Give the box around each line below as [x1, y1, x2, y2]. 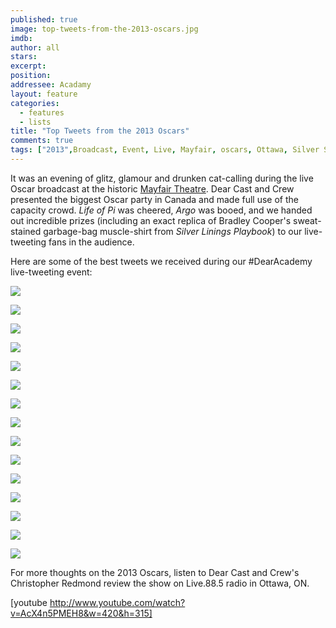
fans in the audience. [48, 236, 135, 248]
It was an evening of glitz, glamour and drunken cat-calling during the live [10, 172, 314, 184]
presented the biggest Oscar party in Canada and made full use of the [10, 193, 300, 205]
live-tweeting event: [10, 266, 93, 278]
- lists [19, 117, 52, 127]
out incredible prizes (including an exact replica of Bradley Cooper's [10, 214, 292, 226]
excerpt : [10, 61, 47, 71]
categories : [10, 98, 60, 108]
